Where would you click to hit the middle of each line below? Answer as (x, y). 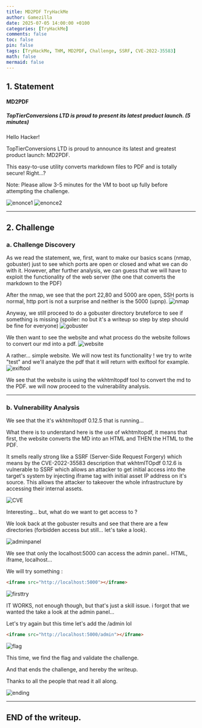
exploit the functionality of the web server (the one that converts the (91, 277)
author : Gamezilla (29, 17)
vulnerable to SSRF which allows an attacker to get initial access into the (96, 469)
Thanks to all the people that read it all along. (62, 681)
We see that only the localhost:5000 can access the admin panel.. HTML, (97, 554)
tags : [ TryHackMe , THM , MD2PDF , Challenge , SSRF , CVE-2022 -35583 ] (91, 51)
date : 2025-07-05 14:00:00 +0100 (48, 23)
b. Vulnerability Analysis (43, 408)
